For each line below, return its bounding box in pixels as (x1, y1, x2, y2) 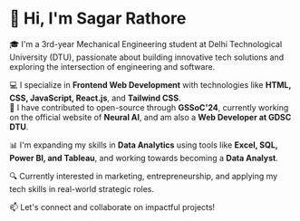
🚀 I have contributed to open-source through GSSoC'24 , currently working (9, 101, 289, 112)
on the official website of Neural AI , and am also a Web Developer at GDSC (9, 111, 292, 122)
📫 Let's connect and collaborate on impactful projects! (9, 201, 216, 212)
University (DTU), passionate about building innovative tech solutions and (9, 52, 285, 62)
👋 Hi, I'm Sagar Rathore (9, 8, 187, 29)
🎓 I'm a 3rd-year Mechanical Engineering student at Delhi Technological (9, 38, 283, 49)
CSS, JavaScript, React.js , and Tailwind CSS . (9, 92, 181, 103)
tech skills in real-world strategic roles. (9, 183, 155, 194)
